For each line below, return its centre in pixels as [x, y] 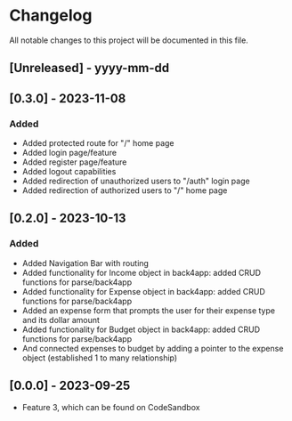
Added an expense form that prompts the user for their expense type [149, 310]
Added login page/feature [69, 153]
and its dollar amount [61, 320]
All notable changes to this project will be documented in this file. [129, 40]
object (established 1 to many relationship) [100, 358]
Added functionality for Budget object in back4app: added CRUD [141, 329]
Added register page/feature [74, 162]
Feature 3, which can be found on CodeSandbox [111, 407]
